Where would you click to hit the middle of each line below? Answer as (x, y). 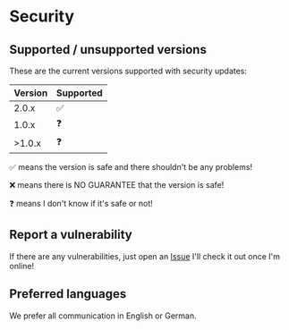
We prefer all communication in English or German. (103, 316)
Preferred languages (68, 294)
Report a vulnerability (71, 235)
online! (21, 266)
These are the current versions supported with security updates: (128, 71)
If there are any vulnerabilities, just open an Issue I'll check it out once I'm (144, 256)
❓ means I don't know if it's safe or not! (81, 203)
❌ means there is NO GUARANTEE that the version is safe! (117, 185)
